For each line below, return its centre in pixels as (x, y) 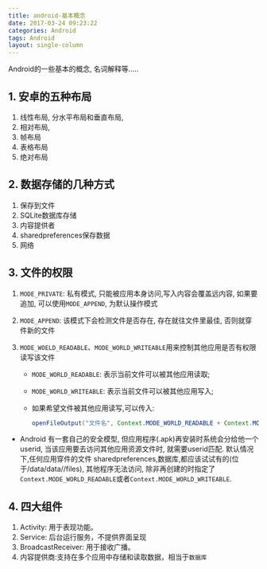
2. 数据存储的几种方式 (62, 184)
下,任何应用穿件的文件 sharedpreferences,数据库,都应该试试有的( (126, 459)
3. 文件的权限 (41, 273)
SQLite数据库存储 (48, 215)
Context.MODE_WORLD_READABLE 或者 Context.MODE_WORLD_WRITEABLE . (126, 479)
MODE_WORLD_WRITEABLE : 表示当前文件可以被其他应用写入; (122, 390)
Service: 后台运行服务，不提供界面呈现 (83, 537)
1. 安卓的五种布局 (50, 96)
